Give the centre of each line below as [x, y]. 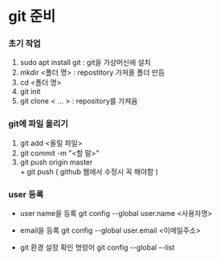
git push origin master [56, 162]
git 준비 [32, 16]
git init [30, 91]
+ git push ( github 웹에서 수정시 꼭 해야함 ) [89, 171]
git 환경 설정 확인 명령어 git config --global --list [97, 248]
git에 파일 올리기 [38, 124]
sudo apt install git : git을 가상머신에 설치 [85, 63]
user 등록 [26, 194]
